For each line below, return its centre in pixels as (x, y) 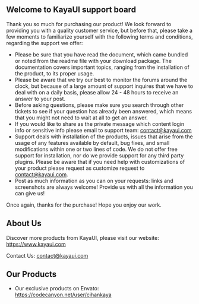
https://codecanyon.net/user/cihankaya (63, 295)
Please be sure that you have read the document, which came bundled (101, 54)
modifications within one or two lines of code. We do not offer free (96, 149)
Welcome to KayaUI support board (71, 10)
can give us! (30, 193)
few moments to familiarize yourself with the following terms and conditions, (99, 37)
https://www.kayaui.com (36, 244)
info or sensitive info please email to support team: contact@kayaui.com (103, 130)
